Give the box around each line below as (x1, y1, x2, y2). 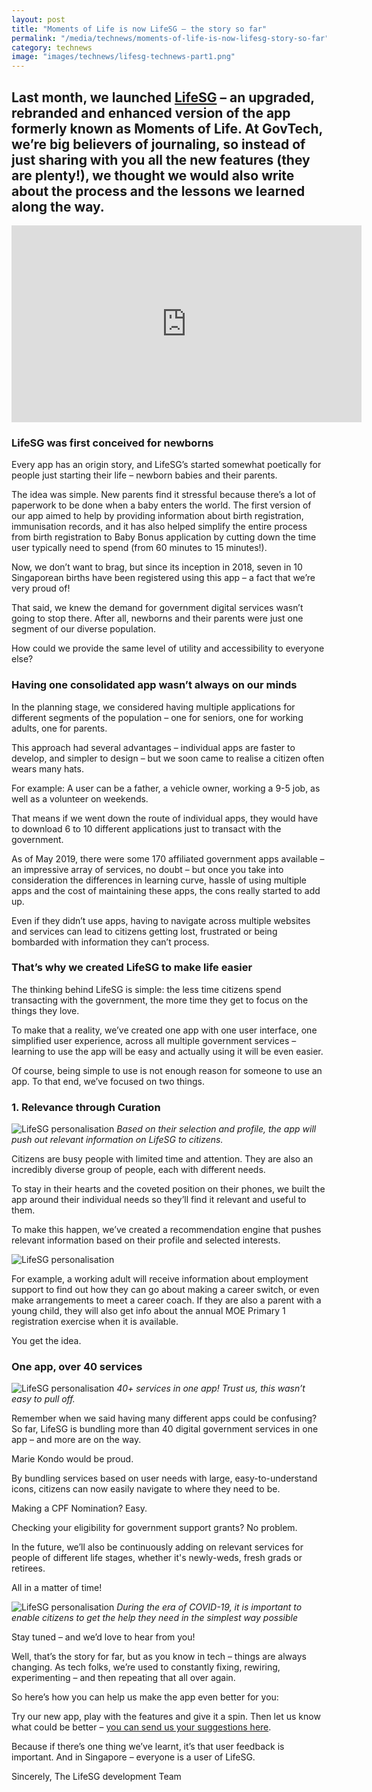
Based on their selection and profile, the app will (116, 1123, 317, 1135)
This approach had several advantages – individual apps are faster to (11, 741, 296, 753)
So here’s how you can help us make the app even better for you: (11, 1691, 279, 1703)
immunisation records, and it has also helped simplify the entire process (11, 521, 308, 533)
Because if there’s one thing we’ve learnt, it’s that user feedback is (11, 1741, 285, 1753)
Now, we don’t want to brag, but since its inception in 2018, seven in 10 (11, 561, 303, 573)
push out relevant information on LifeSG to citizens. (11, 1134, 224, 1146)
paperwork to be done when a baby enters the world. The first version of (11, 499, 312, 511)
